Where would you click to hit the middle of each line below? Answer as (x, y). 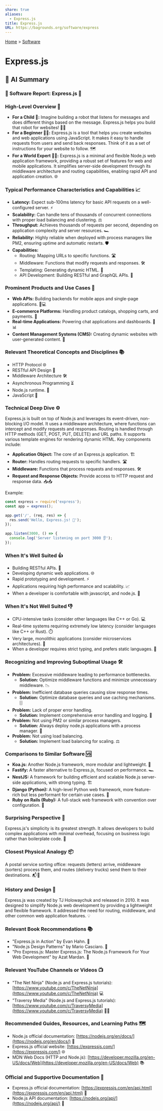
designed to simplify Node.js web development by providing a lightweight (79, 905)
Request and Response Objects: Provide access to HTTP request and (82, 476)
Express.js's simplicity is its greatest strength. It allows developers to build (80, 828)
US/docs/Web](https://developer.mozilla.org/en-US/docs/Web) (75, 1063)
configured (23, 208)
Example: (14, 493)
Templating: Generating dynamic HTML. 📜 (61, 270)
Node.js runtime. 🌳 (31, 390)
